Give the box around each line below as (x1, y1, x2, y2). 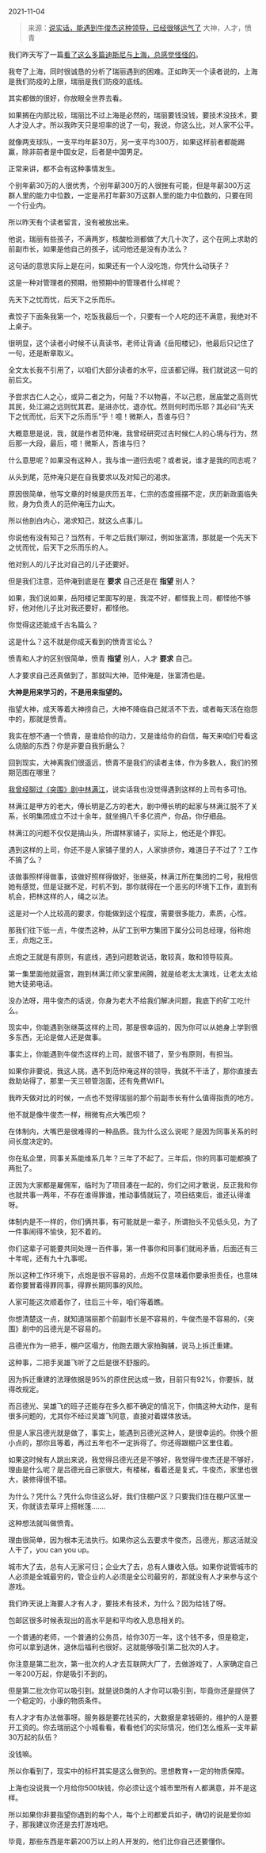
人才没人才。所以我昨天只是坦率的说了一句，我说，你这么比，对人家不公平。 (8, 121, 258, 129)
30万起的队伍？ (8, 1732, 59, 1742)
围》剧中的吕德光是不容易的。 (8, 1324, 105, 1333)
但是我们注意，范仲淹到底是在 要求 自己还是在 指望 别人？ (8, 577, 196, 585)
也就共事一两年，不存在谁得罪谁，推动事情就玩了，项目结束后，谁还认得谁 (8, 1190, 251, 1199)
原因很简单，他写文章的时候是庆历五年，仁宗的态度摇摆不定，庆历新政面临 (8, 489, 251, 498)
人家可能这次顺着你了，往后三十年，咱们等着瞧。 (8, 1297, 168, 1306)
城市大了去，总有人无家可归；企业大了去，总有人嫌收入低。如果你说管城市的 (8, 1562, 258, 1571)
